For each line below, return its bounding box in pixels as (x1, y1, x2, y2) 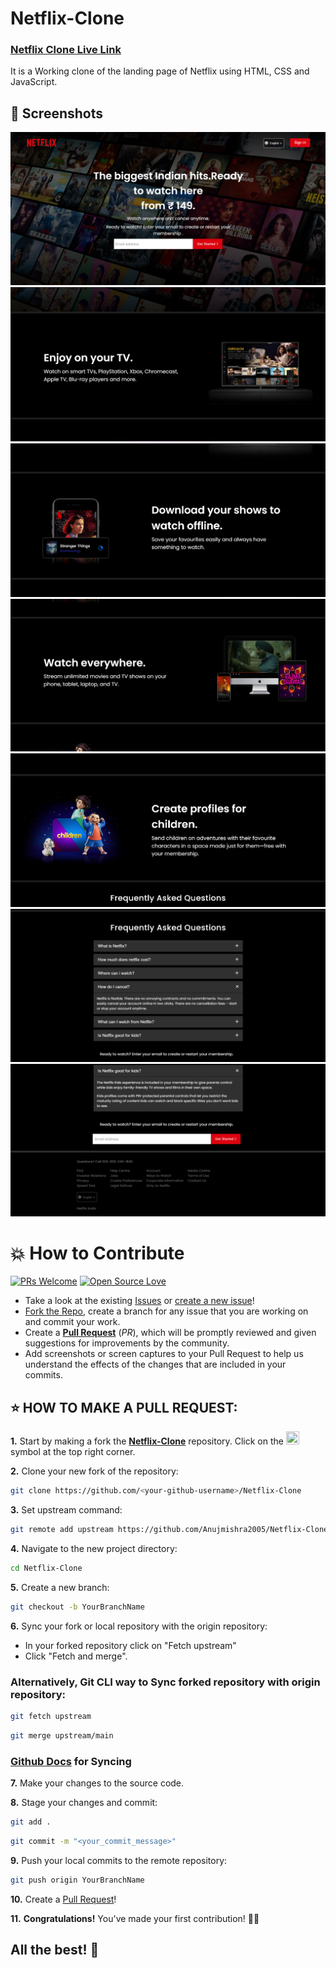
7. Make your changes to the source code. (10, 1777, 185, 1789)
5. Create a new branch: (10, 1581, 110, 1593)
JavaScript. (10, 76, 58, 88)
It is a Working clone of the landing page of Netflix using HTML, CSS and (10, 65, 310, 77)
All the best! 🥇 (10, 1942, 100, 1959)
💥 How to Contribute (10, 1242, 185, 1264)
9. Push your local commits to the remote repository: (10, 1854, 228, 1866)
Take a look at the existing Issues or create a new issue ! (24, 1295, 255, 1307)
